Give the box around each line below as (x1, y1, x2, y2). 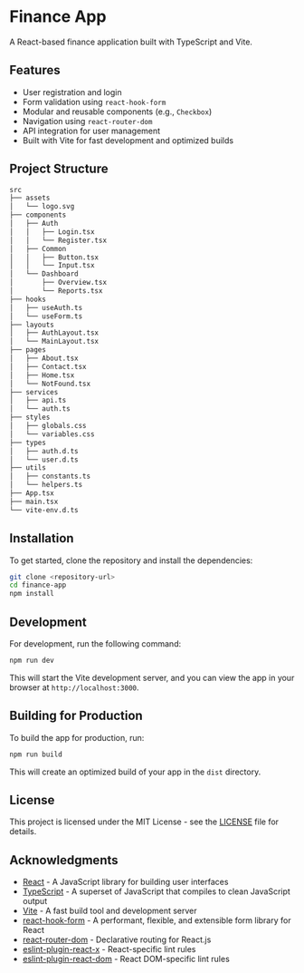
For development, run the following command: (9, 637, 182, 649)
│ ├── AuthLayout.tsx (9, 328, 100, 337)
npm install (9, 589, 54, 598)
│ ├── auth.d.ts (9, 446, 79, 455)
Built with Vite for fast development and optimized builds (22, 134, 233, 146)
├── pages (9, 345, 47, 355)
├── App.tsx (9, 489, 54, 498)
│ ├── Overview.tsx (9, 278, 107, 287)
